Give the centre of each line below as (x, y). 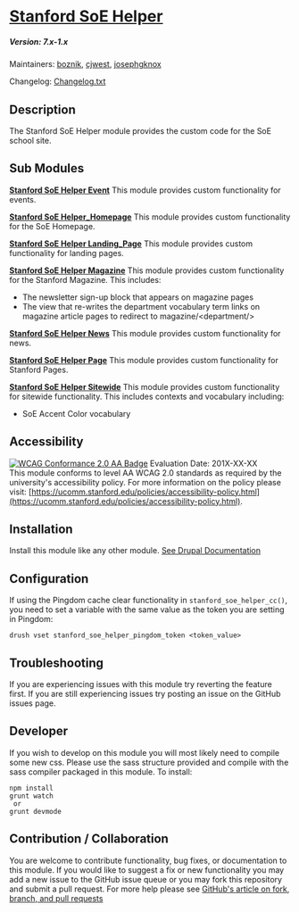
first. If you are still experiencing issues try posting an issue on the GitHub (145, 694)
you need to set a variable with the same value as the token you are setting (147, 609)
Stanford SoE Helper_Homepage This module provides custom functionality (150, 217)
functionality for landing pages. (67, 253)
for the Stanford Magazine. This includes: (85, 279)
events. (23, 199)
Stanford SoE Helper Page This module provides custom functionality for (144, 360)
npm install (31, 788)
